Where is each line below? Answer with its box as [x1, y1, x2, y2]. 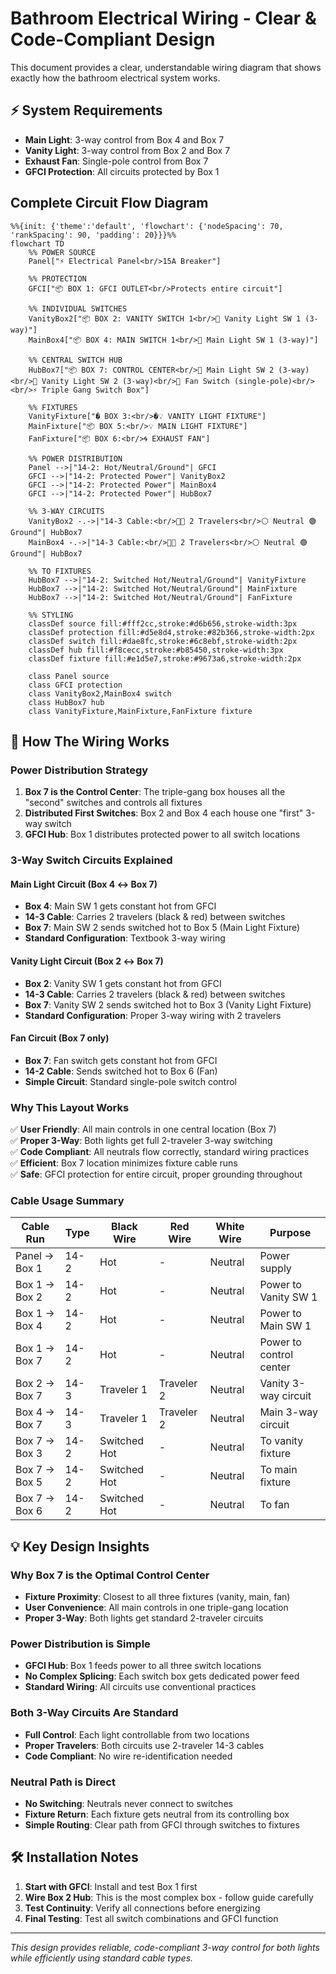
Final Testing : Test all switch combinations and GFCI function [24, 1912, 279, 1924]
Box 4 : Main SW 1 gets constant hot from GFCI [24, 900, 217, 912]
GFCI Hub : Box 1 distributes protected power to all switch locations [24, 828, 301, 841]
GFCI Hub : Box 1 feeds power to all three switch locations [24, 1660, 262, 1672]
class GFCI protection [28, 680, 123, 690]
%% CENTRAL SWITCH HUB [28, 355, 123, 365]
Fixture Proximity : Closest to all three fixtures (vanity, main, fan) [24, 1591, 291, 1603]
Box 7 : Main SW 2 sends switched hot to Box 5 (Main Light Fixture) [24, 922, 301, 934]
